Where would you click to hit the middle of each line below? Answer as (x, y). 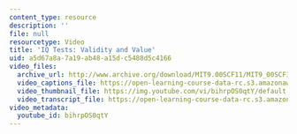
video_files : (33, 67)
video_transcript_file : (61, 99)
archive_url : (41, 75)
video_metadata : (39, 108)
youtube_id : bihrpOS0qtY (63, 115)
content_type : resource (53, 17)
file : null (29, 33)
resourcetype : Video (47, 42)
